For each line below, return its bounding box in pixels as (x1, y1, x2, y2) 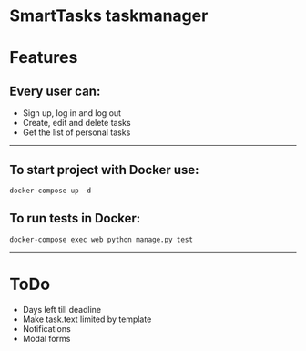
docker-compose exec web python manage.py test (9, 234, 194, 244)
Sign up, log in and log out (22, 108, 121, 119)
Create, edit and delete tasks (22, 118, 131, 129)
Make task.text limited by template (22, 314, 152, 325)
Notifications (22, 323, 71, 334)
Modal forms (22, 333, 71, 344)
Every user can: (9, 83, 101, 98)
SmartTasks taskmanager (9, 5, 209, 26)
